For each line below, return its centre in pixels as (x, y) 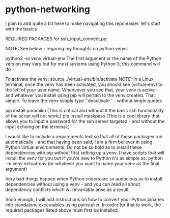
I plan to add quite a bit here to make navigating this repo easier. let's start (83, 23)
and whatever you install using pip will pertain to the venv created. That (80, 95)
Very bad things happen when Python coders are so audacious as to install (84, 178)
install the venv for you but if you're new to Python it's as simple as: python (84, 158)
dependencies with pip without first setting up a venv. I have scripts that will (85, 152)
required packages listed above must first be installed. (62, 210)
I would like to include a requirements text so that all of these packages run (84, 136)
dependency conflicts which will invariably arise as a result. (68, 190)
